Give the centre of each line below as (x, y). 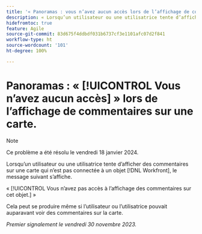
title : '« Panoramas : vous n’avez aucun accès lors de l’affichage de (98, 12)
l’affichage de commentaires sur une (100, 111)
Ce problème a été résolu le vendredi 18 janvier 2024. (72, 152)
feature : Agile (25, 28)
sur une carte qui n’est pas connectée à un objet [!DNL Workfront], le (92, 170)
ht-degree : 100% (26, 51)
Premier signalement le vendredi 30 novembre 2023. (72, 224)
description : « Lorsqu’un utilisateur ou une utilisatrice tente (90, 17)
